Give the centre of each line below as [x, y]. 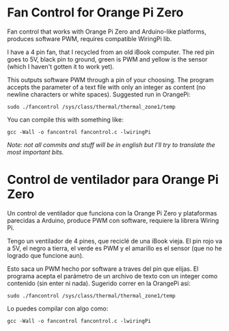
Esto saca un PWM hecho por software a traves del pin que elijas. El [103, 269]
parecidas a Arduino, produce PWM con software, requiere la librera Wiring [113, 220]
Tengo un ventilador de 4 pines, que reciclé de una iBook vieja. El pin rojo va [115, 241]
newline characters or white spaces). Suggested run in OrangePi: [99, 94]
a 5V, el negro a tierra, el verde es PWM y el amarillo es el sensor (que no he [114, 248]
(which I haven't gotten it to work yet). [61, 66]
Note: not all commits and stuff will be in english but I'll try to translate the [111, 144]
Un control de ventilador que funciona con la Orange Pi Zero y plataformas [112, 213]
